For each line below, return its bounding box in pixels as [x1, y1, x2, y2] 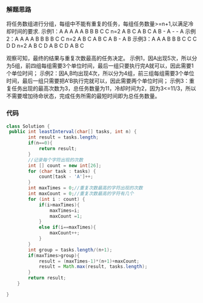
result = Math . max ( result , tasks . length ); [38, 264, 148, 270]
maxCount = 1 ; [49, 213, 83, 219]
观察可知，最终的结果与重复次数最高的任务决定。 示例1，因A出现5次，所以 [6, 54, 192, 62]
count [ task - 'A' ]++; [38, 174, 94, 180]
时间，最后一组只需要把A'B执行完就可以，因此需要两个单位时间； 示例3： [6, 77, 190, 85]
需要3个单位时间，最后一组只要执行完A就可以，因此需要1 [52, 62, 194, 70]
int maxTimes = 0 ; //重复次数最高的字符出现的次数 [28, 185, 143, 191]
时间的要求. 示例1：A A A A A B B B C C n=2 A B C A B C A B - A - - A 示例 [11, 28, 196, 35]
